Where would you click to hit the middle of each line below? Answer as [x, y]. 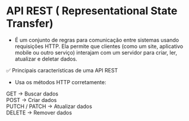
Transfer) [30, 23]
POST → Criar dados [31, 100]
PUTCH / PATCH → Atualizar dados [49, 106]
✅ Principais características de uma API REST [62, 70]
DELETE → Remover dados [39, 112]
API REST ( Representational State [92, 11]
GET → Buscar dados [32, 94]
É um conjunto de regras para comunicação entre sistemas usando [97, 40]
